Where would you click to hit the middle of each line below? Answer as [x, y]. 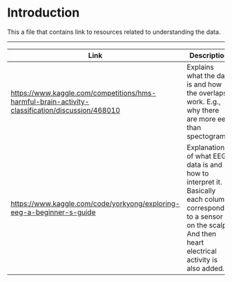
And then [201, 234]
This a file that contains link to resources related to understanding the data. [114, 32]
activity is [202, 259]
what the [201, 75]
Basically [201, 190]
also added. [205, 268]
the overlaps [206, 93]
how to [197, 173]
